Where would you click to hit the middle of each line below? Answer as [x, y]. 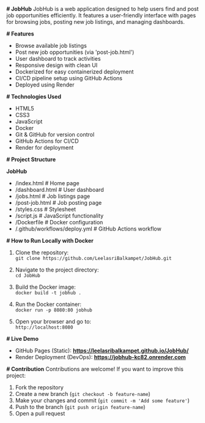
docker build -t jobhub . [48, 293]
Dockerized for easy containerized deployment [74, 72]
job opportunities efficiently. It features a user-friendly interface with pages [101, 15]
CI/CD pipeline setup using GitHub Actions [69, 78]
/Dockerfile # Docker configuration [59, 222]
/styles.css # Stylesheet [46, 209]
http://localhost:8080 [44, 327]
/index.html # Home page [47, 183]
